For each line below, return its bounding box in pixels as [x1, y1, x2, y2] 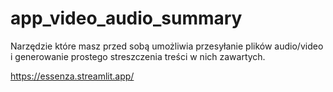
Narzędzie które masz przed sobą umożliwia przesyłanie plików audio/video [10, 40, 324, 52]
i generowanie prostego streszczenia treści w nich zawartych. [10, 50, 266, 62]
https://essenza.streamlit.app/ [10, 70, 135, 82]
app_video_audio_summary [10, 7, 243, 30]
